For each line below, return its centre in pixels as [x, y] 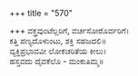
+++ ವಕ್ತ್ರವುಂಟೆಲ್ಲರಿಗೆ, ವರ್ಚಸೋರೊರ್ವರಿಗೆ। [69, 30]
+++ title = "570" [41, 13]
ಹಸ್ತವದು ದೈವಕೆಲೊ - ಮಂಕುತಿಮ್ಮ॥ [57, 61]
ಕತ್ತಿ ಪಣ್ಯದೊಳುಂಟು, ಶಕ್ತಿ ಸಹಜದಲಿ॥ [58, 41]
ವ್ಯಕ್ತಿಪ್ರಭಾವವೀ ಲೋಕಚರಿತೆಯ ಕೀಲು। [58, 51]
